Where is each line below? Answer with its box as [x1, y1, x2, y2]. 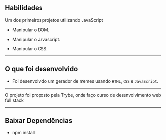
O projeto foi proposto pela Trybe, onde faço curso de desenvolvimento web [5, 92, 161, 98]
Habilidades [5, 4, 43, 12]
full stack [5, 97, 24, 103]
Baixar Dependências [5, 116, 73, 125]
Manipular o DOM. [12, 27, 50, 33]
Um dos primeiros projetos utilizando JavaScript [5, 17, 103, 23]
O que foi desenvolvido [5, 65, 78, 73]
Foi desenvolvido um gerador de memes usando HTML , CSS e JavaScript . [12, 78, 159, 84]
